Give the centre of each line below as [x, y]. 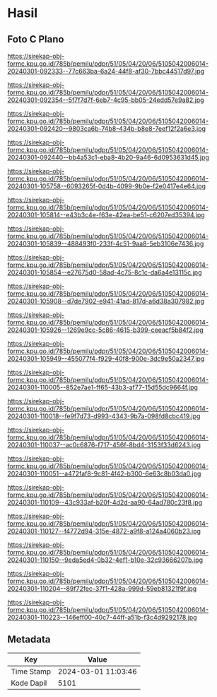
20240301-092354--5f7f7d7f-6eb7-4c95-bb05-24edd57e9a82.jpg [106, 100]
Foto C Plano [36, 39]
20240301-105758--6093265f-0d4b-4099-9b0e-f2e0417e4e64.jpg [107, 186]
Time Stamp [31, 672]
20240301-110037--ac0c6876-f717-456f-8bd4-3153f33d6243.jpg [104, 445]
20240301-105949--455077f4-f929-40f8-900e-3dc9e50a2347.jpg [106, 358]
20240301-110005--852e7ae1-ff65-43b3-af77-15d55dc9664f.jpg [102, 387]
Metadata [29, 639]
